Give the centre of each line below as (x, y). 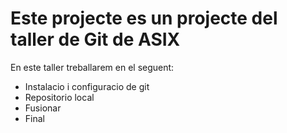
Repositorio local (59, 97)
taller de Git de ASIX (95, 39)
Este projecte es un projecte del (144, 18)
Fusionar (43, 108)
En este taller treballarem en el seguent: (92, 67)
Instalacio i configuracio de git (87, 86)
